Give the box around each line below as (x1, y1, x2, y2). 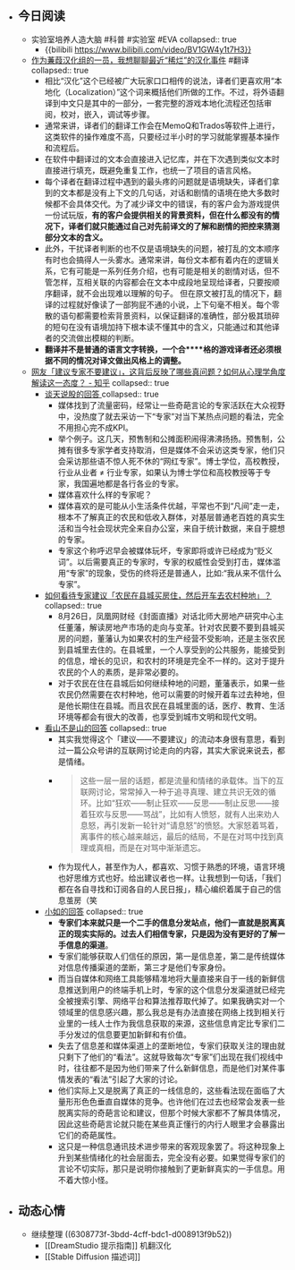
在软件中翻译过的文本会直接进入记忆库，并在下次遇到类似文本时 (44, 153, 280, 164)
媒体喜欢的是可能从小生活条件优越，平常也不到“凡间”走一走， (57, 500, 284, 511)
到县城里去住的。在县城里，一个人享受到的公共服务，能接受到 (57, 644, 286, 655)
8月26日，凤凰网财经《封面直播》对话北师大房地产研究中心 (57, 610, 277, 621)
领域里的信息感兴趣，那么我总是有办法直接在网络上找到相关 (57, 1006, 278, 1018)
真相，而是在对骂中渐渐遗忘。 (95, 842, 206, 853)
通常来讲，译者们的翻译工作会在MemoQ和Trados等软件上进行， (44, 120, 280, 131)
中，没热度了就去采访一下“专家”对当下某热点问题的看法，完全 (57, 411, 284, 422)
